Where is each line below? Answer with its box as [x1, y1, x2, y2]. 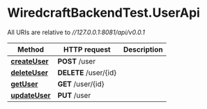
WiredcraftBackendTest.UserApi [7, 5, 201, 21]
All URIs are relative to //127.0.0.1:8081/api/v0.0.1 [7, 28, 145, 36]
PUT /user [57, 90, 91, 100]
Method [17, 44, 44, 54]
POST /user [57, 56, 96, 66]
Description [123, 44, 163, 54]
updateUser [10, 90, 51, 100]
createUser [10, 56, 49, 66]
